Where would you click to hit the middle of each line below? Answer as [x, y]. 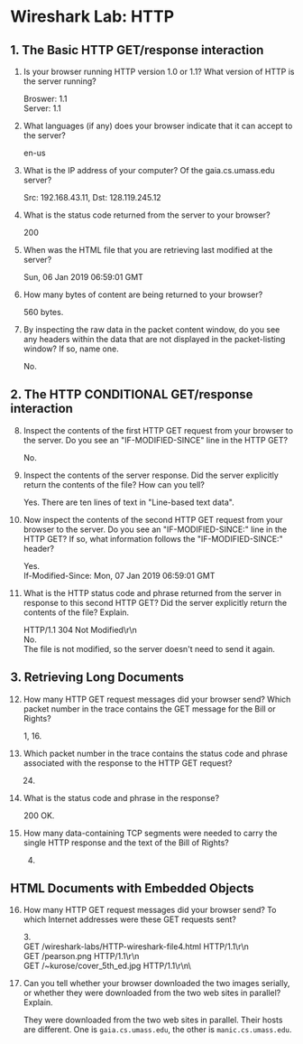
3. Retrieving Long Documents [97, 678]
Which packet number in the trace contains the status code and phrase [155, 753]
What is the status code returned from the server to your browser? [147, 215]
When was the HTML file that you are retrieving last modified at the [148, 250]
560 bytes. [43, 312]
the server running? [60, 81]
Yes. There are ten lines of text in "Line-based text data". [129, 502]
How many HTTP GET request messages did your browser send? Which [157, 699]
